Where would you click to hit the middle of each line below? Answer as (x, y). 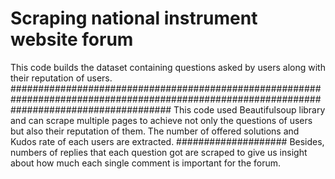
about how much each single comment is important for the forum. (146, 163)
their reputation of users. (61, 78)
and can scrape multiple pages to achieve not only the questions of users (161, 120)
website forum (72, 39)
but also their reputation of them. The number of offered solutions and (155, 131)
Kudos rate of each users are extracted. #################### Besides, (167, 141)
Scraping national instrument (134, 18)
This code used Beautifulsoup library (249, 109)
